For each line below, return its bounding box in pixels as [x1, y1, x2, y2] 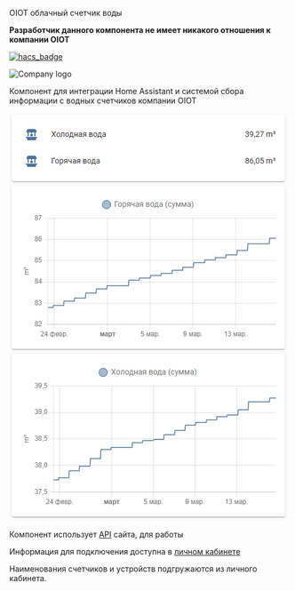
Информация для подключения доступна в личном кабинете [9, 547, 241, 556]
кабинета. [9, 573, 47, 583]
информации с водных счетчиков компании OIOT [9, 95, 197, 106]
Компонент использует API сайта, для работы [9, 529, 184, 539]
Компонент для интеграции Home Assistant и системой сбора [9, 86, 244, 96]
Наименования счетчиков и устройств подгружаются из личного [9, 563, 258, 574]
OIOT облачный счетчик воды [9, 8, 123, 18]
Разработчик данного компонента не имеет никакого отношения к [9, 25, 271, 35]
